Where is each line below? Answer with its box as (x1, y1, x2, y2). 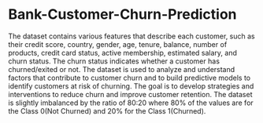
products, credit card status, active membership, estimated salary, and (8, 48, 238, 57)
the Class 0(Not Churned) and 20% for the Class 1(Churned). (8, 106, 206, 115)
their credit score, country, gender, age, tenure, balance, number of (8, 39, 228, 49)
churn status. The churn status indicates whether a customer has (8, 56, 220, 66)
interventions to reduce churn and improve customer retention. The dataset (8, 89, 253, 99)
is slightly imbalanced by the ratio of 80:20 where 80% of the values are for (8, 98, 254, 107)
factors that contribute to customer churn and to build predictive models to (8, 73, 251, 82)
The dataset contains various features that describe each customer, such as (8, 31, 255, 41)
